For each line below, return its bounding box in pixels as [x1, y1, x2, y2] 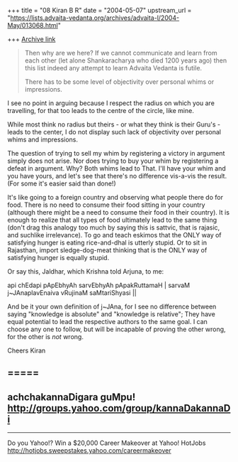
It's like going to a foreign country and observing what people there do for [7, 193, 223, 201]
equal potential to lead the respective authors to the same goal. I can [7, 318, 208, 326]
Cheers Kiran [7, 346, 46, 355]
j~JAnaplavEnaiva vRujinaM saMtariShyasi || [7, 289, 137, 297]
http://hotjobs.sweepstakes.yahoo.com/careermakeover [7, 446, 171, 455]
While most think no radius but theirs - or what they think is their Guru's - [7, 120, 221, 129]
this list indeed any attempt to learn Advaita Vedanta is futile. [24, 64, 203, 72]
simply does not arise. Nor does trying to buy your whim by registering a [7, 156, 219, 165]
